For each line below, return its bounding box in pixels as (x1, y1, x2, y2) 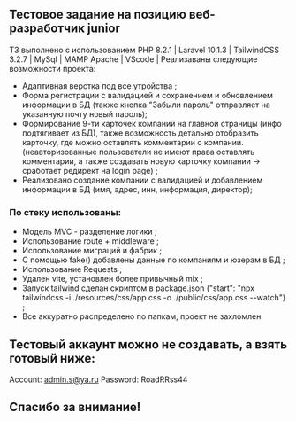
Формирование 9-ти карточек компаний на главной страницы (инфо (21, 118, 283, 129)
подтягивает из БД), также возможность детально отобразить (21, 128, 259, 138)
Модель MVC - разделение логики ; (21, 226, 157, 238)
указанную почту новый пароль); (21, 108, 148, 119)
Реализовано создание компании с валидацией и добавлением (21, 175, 263, 185)
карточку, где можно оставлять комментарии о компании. (21, 136, 245, 147)
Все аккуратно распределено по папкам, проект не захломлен (21, 311, 262, 322)
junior (87, 21, 121, 36)
